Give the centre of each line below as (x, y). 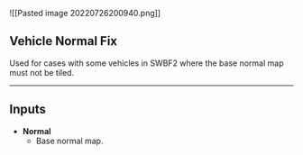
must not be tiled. (42, 72)
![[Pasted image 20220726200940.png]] (85, 13)
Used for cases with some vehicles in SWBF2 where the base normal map (147, 63)
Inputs (28, 109)
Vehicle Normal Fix (64, 41)
